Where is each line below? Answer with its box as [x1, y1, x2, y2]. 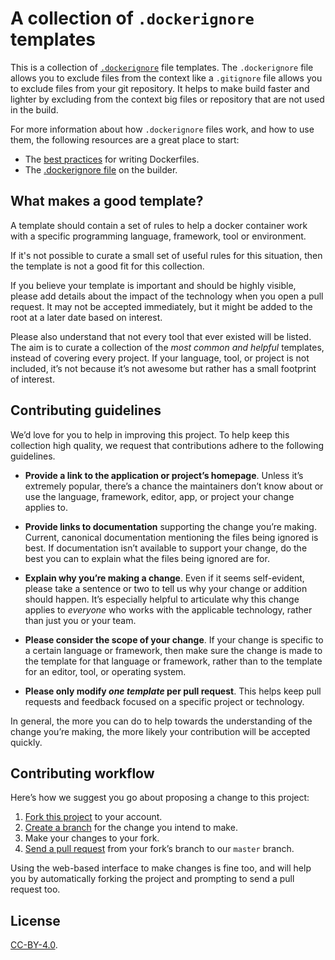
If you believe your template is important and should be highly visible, [10, 279, 297, 291]
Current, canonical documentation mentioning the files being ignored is [24, 531, 319, 543]
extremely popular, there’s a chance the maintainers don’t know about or [24, 480, 324, 492]
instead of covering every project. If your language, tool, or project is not [10, 352, 310, 364]
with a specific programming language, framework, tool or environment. [10, 230, 307, 242]
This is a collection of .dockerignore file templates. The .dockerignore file [10, 61, 314, 73]
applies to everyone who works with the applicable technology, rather [24, 603, 313, 616]
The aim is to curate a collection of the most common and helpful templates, [10, 341, 325, 353]
